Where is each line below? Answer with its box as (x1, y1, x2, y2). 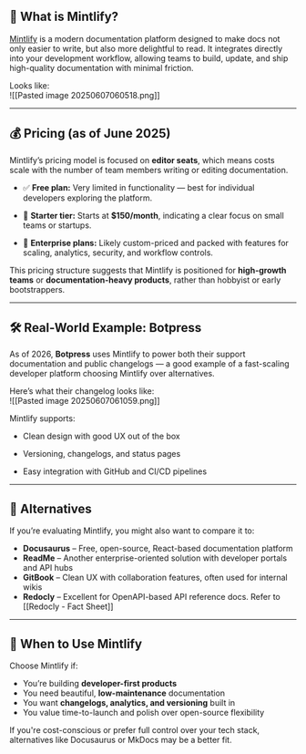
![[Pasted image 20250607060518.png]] (9, 89, 161, 100)
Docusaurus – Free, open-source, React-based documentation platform (22, 543, 293, 554)
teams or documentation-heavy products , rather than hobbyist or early (9, 274, 281, 285)
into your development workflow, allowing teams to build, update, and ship (9, 52, 289, 64)
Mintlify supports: (9, 413, 76, 424)
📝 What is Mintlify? (9, 9, 119, 25)
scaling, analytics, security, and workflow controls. (22, 247, 214, 258)
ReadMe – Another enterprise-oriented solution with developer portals (22, 553, 288, 563)
